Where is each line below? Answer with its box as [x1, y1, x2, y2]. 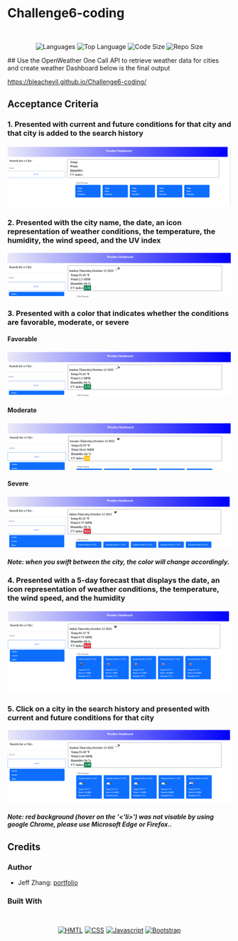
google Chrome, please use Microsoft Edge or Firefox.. [7, 820, 173, 829]
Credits [7, 841, 41, 853]
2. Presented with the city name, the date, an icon [7, 217, 183, 227]
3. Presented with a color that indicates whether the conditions [7, 308, 229, 318]
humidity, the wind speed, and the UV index [7, 235, 161, 245]
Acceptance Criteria [7, 98, 99, 110]
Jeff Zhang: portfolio [17, 878, 78, 887]
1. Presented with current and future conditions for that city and [7, 120, 232, 130]
